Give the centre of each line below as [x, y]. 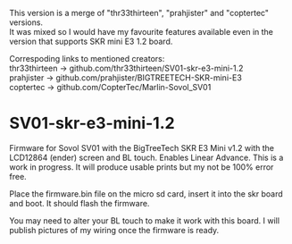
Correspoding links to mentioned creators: [87, 59]
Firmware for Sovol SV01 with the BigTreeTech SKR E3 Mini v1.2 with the [142, 147]
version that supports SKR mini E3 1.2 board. [91, 41]
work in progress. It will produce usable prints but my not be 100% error [142, 167]
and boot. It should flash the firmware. [79, 203]
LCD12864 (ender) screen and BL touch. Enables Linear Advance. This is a [146, 157]
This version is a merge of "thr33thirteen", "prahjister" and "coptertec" [139, 13]
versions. [26, 22]
